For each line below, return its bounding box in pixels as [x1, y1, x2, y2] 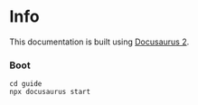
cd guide [9, 80, 42, 89]
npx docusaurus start [9, 88, 91, 97]
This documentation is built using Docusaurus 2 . [9, 36, 190, 47]
